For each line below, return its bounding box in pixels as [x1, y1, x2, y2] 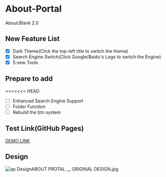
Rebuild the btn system [12, 109, 61, 115]
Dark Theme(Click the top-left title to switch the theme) [12, 48, 128, 54]
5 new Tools [12, 59, 39, 65]
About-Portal [5, 3, 62, 15]
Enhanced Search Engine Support [12, 97, 84, 104]
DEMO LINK [5, 137, 30, 144]
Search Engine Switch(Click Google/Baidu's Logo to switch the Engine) [12, 54, 161, 60]
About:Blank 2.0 [5, 20, 39, 26]
